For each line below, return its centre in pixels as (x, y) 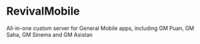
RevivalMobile (43, 11)
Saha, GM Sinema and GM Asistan (50, 34)
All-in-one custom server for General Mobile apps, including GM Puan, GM (100, 28)
